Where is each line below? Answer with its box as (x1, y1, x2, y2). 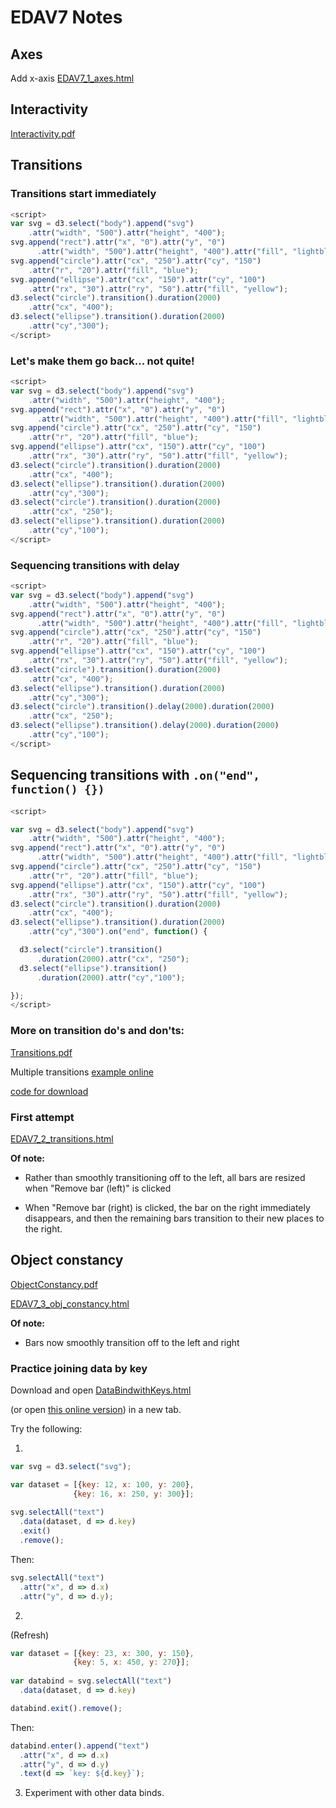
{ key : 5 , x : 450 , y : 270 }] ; (73, 1657, 190, 1668)
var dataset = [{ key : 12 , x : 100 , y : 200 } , (10, 1479, 195, 1490)
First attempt (10, 1110, 75, 1124)
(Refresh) (10, 1629, 50, 1641)
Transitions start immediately (10, 187, 157, 201)
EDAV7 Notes (10, 6, 123, 29)
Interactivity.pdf (10, 127, 76, 140)
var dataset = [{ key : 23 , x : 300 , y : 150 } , (10, 1648, 195, 1658)
